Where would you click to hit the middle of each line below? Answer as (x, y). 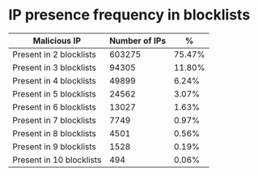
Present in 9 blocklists (55, 146)
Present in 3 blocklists (55, 67)
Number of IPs (137, 41)
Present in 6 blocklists (55, 107)
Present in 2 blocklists (55, 54)
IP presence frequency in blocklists (129, 15)
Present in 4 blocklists (55, 80)
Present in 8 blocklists (55, 133)
